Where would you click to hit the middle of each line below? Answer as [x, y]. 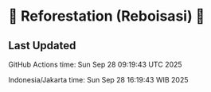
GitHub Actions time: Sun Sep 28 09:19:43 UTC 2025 [95, 64]
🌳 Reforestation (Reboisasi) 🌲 [107, 16]
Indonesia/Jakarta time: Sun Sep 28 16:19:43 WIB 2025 [98, 80]
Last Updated [42, 46]
